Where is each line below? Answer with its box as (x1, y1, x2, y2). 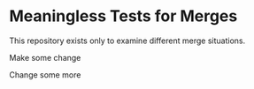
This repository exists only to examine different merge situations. (9, 35, 246, 46)
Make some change (9, 52, 81, 63)
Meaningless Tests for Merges (9, 6, 238, 26)
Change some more (9, 69, 81, 80)
